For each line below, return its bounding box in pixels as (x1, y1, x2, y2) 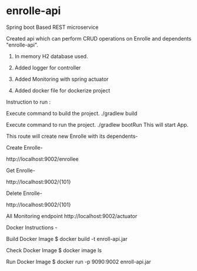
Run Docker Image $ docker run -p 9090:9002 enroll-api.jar (6, 258, 151, 265)
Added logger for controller (14, 64, 81, 71)
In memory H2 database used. (14, 52, 88, 60)
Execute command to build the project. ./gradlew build (6, 110, 138, 117)
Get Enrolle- (6, 167, 35, 174)
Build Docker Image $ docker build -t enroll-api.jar (6, 235, 128, 242)
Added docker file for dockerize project (14, 87, 111, 94)
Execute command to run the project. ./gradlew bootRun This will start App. (6, 121, 189, 128)
